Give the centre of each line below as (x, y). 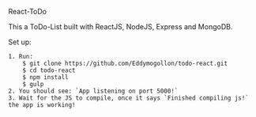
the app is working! (42, 105)
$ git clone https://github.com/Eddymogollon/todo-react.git (125, 63)
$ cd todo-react (49, 70)
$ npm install (45, 77)
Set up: (20, 42)
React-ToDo (28, 11)
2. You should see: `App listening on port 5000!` (93, 91)
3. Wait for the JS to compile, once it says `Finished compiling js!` (128, 98)
